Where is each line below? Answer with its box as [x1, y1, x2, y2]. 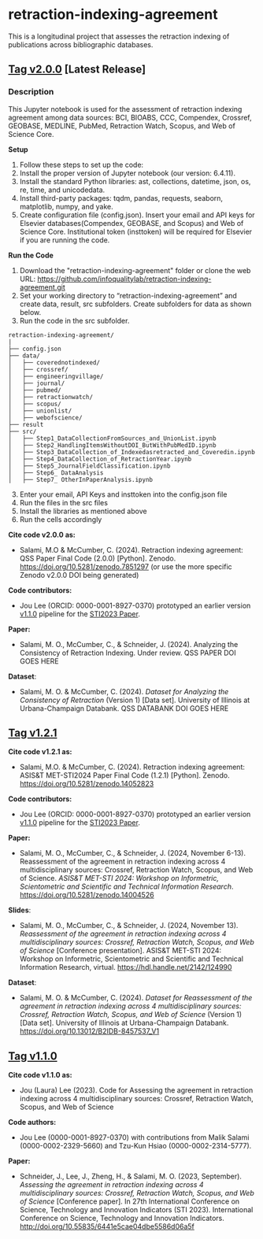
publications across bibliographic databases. [8, 39, 154, 49]
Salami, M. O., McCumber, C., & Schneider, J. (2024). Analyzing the [19, 639, 239, 649]
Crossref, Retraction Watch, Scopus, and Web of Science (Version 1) [19, 1010, 243, 1019]
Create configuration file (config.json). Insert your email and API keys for [19, 210, 255, 220]
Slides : [8, 905, 31, 915]
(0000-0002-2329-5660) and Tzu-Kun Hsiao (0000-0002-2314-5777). [19, 1141, 252, 1151]
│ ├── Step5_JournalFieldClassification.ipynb [8, 462, 171, 470]
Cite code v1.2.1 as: [8, 747, 72, 756]
